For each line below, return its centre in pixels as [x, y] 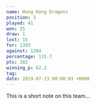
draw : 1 [16, 34]
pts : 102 [17, 62]
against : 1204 [24, 51]
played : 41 [20, 23]
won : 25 [16, 29]
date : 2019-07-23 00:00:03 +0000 [48, 79]
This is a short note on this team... [48, 96]
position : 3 [21, 17]
